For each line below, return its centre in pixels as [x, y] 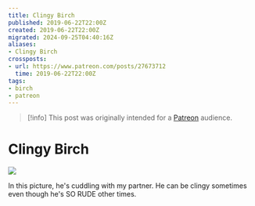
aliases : [22, 45]
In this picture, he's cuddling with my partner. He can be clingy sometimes [128, 186]
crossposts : [27, 60]
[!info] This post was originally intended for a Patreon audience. [130, 117]
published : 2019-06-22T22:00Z [57, 23]
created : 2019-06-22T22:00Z [54, 30]
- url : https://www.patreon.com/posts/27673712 [87, 67]
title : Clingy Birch [42, 15]
